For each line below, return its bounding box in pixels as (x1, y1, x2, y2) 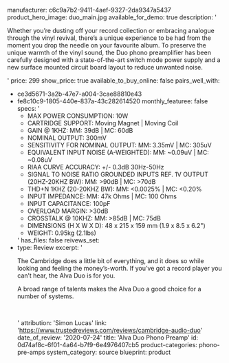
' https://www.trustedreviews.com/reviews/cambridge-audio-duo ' (17, 326, 203, 334)
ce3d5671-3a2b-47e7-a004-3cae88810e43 (17, 90, 142, 98)
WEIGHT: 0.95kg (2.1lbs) (27, 229, 96, 237)
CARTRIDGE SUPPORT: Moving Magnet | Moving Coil (27, 119, 179, 127)
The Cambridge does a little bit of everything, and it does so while (17, 257, 204, 265)
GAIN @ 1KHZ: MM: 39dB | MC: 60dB (27, 127, 133, 134)
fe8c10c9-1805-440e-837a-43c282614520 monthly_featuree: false (17, 97, 208, 105)
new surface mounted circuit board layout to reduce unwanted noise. (7, 63, 203, 71)
